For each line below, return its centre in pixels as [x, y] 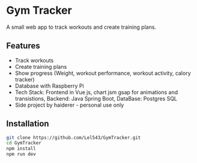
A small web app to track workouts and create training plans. [81, 27]
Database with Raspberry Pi [49, 86]
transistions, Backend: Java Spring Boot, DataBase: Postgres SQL [96, 98]
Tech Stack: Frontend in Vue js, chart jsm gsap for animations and [96, 92]
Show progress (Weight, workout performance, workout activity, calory [103, 73]
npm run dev [21, 154]
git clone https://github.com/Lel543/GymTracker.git [74, 138]
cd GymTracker [24, 143]
